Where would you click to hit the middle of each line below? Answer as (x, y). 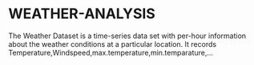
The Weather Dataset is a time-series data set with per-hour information (127, 36)
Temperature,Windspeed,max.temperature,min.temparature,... (111, 52)
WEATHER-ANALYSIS (82, 14)
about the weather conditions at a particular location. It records (113, 44)
